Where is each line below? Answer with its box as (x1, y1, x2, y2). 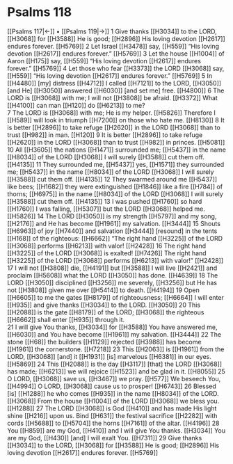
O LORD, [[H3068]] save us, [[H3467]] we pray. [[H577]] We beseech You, (7, 374, 221, 383)
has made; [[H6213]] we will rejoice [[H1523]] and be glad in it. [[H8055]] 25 (7, 367, 226, 376)
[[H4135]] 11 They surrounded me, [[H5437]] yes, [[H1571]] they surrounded (7, 160, 225, 168)
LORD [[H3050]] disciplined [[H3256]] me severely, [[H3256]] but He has (7, 278, 218, 287)
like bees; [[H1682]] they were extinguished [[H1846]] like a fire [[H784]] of (7, 182, 223, 191)
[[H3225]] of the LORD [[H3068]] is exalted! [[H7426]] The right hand (7, 248, 207, 257)
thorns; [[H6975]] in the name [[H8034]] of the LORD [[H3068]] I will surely (7, 189, 224, 198)
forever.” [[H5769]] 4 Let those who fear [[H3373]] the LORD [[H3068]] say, (7, 64, 225, 72)
